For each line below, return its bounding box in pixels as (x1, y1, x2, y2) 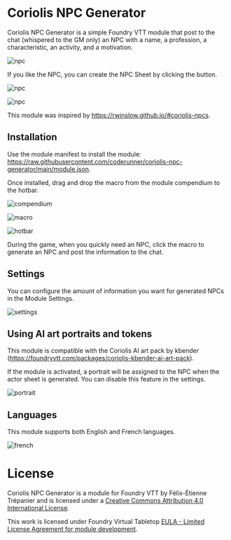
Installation (7, 131, 57, 143)
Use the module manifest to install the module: (7, 149, 141, 158)
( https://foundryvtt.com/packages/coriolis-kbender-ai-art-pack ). (7, 354, 195, 363)
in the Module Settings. (7, 294, 74, 302)
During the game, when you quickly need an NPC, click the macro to (7, 240, 204, 248)
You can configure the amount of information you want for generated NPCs (7, 286, 224, 295)
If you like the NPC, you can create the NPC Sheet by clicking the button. (7, 70, 218, 79)
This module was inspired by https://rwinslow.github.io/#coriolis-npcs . (7, 111, 211, 119)
